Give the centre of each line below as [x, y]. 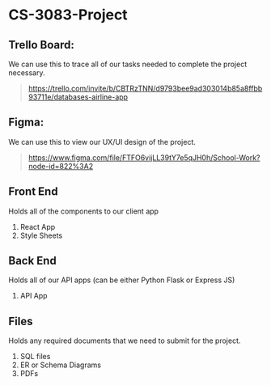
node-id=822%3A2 [61, 166]
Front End [33, 192]
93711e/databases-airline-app [78, 97]
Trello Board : [42, 45]
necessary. [27, 73]
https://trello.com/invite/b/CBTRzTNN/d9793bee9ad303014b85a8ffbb [145, 88]
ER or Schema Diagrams [60, 365]
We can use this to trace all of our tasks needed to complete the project [128, 64]
